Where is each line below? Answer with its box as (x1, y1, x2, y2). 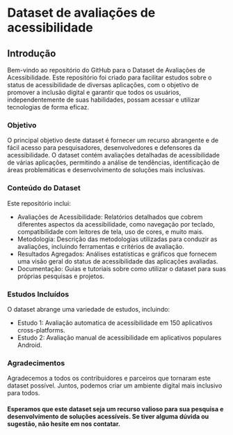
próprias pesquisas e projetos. (17, 272, 105, 280)
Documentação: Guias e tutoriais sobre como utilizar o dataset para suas (17, 264, 226, 273)
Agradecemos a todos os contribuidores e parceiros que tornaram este (7, 374, 211, 383)
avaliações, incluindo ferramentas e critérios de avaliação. (17, 242, 184, 250)
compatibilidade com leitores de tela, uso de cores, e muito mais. (17, 227, 204, 236)
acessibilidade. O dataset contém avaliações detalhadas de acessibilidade (7, 151, 220, 160)
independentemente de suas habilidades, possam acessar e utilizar (7, 96, 200, 104)
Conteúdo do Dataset (7, 183, 81, 193)
